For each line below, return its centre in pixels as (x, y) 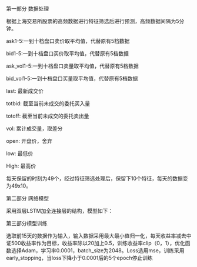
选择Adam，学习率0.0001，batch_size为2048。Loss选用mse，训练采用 (98, 251)
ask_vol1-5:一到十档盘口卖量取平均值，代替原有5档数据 (73, 66)
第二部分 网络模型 (27, 198)
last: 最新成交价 (25, 91)
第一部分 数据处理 (27, 9)
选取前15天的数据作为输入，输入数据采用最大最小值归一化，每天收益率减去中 (99, 236)
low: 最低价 (20, 153)
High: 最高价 (21, 166)
